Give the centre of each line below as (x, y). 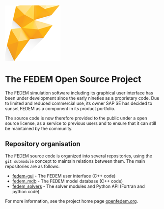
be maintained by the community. (39, 128)
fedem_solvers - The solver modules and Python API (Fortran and (78, 186)
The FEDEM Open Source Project (73, 79)
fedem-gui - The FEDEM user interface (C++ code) (64, 176)
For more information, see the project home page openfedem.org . (72, 201)
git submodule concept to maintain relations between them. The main (75, 161)
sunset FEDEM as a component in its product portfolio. (60, 108)
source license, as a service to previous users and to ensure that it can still (81, 123)
